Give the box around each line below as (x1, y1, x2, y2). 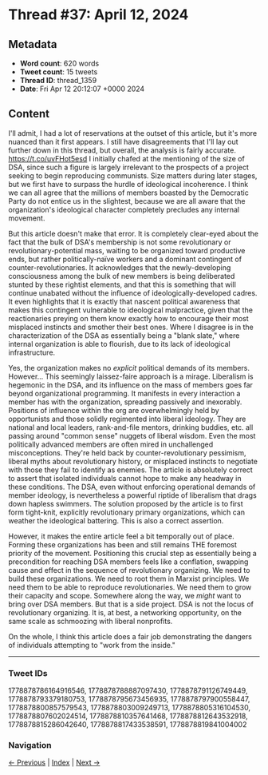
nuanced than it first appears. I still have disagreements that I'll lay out (8, 137, 238, 146)
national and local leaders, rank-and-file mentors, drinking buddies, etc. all (8, 422, 254, 432)
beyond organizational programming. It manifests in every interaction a (8, 388, 241, 398)
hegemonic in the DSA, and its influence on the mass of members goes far (8, 380, 254, 389)
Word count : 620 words (19, 58, 100, 68)
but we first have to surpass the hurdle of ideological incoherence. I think (8, 179, 249, 189)
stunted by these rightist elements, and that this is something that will (8, 280, 237, 289)
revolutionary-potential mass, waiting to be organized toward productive (8, 245, 246, 255)
